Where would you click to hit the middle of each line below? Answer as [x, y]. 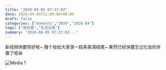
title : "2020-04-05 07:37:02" [36, 10]
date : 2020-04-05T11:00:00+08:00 [40, 14]
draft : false [19, 19]
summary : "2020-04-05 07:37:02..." [42, 32]
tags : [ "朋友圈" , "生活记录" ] [33, 28]
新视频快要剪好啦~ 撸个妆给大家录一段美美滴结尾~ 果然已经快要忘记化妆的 [81, 47]
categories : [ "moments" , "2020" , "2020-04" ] [50, 23]
